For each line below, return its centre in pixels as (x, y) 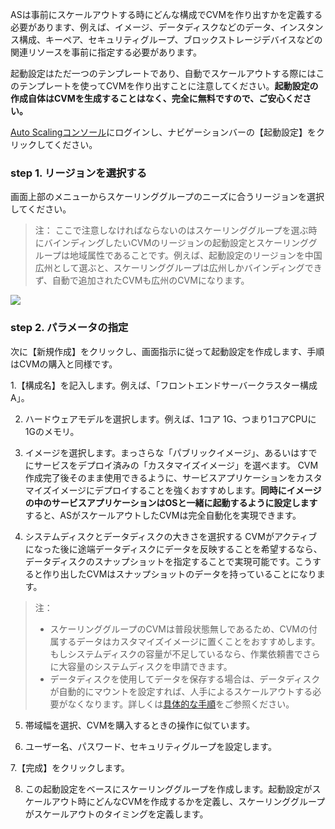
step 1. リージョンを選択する (79, 173)
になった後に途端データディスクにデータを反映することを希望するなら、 (173, 549)
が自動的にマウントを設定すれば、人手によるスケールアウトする (181, 691)
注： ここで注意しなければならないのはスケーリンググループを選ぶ (171, 230)
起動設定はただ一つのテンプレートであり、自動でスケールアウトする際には (163, 73)
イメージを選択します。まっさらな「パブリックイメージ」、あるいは (162, 452)
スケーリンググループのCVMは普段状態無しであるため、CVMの (179, 629)
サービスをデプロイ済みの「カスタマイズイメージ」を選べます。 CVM (176, 465)
